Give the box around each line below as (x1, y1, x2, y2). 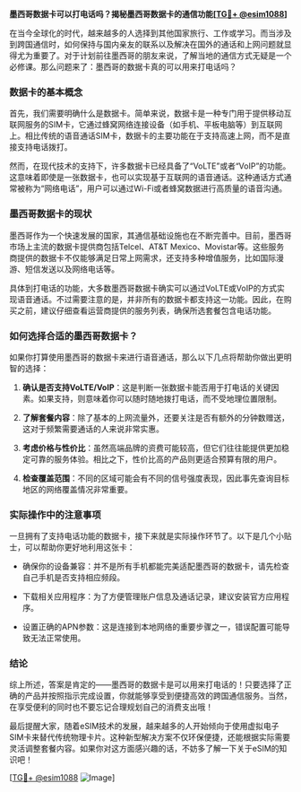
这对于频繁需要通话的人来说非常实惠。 (21, 423, 164, 434)
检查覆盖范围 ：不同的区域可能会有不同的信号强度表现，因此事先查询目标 (21, 473, 289, 483)
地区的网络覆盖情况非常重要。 (21, 483, 133, 494)
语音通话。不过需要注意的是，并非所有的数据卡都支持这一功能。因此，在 (16, 293, 284, 304)
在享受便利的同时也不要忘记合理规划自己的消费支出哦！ (9, 701, 213, 712)
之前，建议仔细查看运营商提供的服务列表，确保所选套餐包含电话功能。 (16, 305, 276, 316)
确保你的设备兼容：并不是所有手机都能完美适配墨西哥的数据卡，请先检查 (21, 561, 289, 572)
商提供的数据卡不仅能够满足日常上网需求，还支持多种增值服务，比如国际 (9, 252, 276, 263)
